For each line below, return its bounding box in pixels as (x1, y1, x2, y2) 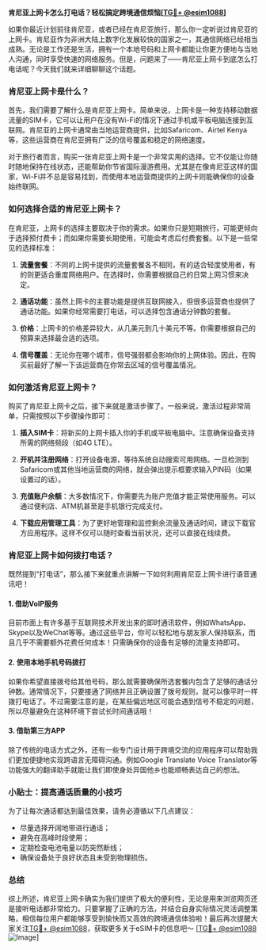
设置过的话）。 (19, 474, 66, 484)
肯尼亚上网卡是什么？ (8, 86, 89, 97)
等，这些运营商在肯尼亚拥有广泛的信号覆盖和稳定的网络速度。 (8, 135, 210, 145)
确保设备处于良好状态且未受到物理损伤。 (19, 852, 152, 863)
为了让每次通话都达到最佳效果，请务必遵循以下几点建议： (8, 806, 196, 816)
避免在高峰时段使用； (19, 833, 89, 843)
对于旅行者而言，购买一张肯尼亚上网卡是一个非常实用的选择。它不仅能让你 (8, 152, 251, 162)
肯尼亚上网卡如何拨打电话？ (8, 550, 114, 561)
